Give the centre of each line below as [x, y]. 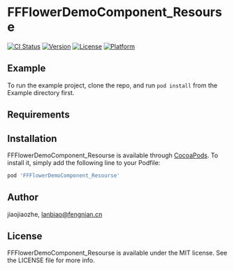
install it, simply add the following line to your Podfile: [84, 162]
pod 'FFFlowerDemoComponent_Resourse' [64, 176]
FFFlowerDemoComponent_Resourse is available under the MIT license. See [117, 253]
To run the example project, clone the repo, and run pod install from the [112, 85]
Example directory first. [41, 92]
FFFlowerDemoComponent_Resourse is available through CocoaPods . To [113, 155]
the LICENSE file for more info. [51, 260]
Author [23, 198]
